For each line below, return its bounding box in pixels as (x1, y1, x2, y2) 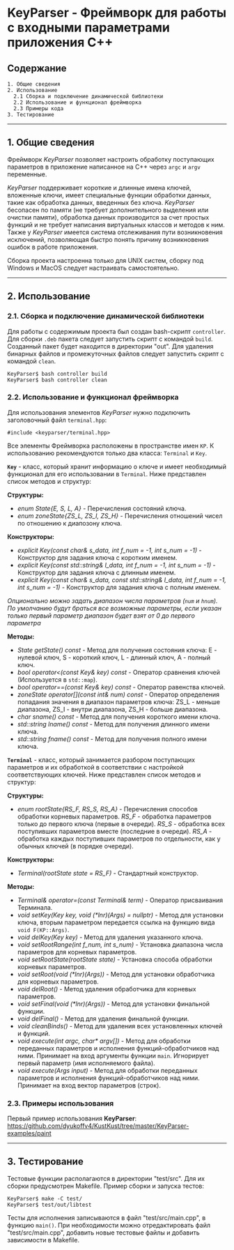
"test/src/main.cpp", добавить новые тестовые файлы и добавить (7, 1228, 200, 1237)
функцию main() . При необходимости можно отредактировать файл (7, 1221, 211, 1229)
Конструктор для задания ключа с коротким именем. (17, 553, 178, 562)
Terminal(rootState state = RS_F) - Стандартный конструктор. (17, 869, 198, 877)
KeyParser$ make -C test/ (7, 1195, 82, 1202)
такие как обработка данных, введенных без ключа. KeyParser (7, 198, 195, 206)
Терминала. (17, 903, 53, 911)
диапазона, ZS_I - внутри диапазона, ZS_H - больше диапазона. (17, 705, 208, 713)
